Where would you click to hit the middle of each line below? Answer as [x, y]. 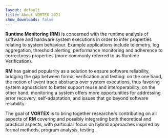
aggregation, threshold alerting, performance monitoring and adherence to [84, 50]
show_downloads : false [29, 19]
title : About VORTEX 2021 [33, 15]
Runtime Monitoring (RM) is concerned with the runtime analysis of [77, 34]
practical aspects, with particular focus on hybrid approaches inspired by [82, 124]
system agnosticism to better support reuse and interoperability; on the [80, 87]
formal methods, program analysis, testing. [50, 130]
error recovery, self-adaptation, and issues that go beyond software [77, 98]
